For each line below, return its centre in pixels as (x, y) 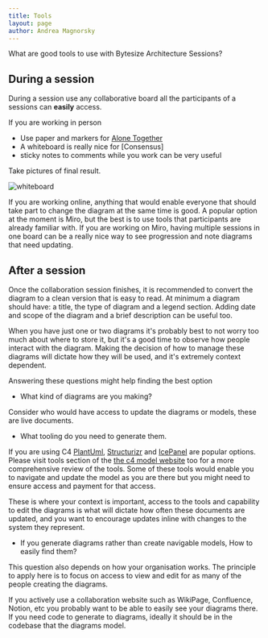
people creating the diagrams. (58, 584)
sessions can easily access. (55, 107)
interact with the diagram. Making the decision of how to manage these (126, 348)
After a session (47, 270)
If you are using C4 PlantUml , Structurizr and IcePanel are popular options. (132, 452)
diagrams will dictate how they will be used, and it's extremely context (125, 356)
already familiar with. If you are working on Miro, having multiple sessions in (134, 228)
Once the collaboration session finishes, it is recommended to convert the (131, 290)
